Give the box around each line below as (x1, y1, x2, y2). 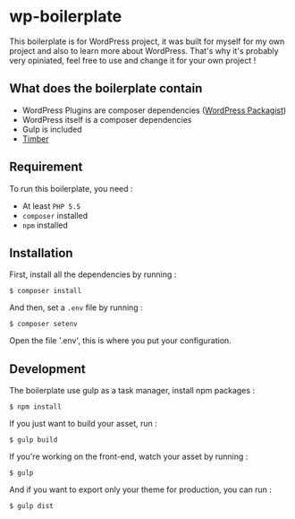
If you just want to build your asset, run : (9, 419, 158, 429)
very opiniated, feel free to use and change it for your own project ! (9, 55, 257, 65)
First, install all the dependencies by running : (9, 269, 177, 280)
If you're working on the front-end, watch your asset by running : (9, 451, 249, 463)
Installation (9, 245, 73, 261)
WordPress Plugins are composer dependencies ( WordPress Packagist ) (21, 105, 287, 116)
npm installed (21, 220, 69, 230)
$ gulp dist (9, 502, 54, 511)
